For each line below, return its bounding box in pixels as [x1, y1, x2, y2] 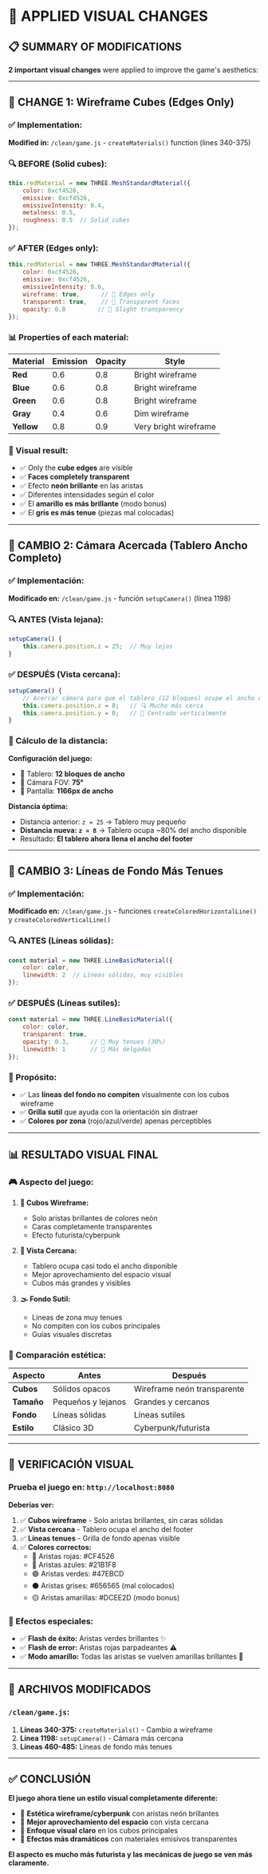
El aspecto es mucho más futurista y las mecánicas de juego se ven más [8, 1850, 253, 1860]
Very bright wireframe [134, 420, 217, 432]
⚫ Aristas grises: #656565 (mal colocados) [31, 1580, 175, 1590]
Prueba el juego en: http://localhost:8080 [8, 1481, 175, 1493]
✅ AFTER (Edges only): [8, 243, 99, 254]
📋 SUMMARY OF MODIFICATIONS [8, 40, 182, 53]
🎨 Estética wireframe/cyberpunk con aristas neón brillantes [19, 1809, 219, 1818]
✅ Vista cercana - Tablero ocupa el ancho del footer [19, 1524, 194, 1534]
